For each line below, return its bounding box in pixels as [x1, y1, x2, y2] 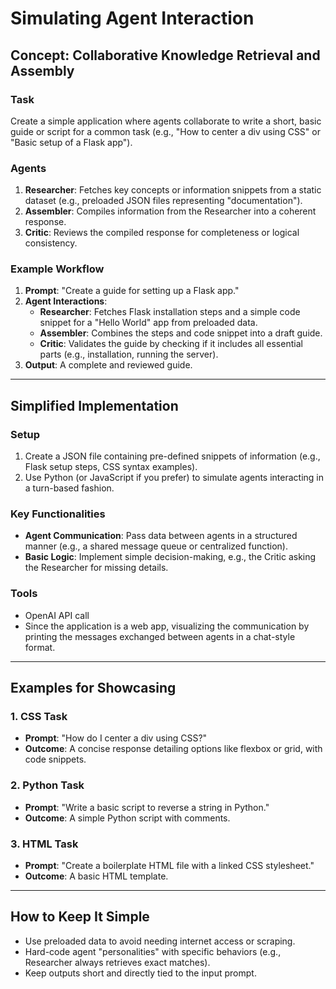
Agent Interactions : [24, 295, 108, 307]
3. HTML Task [10, 837, 79, 851]
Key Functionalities [10, 507, 106, 521]
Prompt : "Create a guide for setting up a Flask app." [24, 285, 240, 297]
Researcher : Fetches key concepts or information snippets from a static [24, 184, 322, 196]
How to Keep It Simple [10, 908, 150, 926]
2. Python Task [10, 778, 85, 792]
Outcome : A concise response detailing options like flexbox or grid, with [24, 743, 323, 755]
